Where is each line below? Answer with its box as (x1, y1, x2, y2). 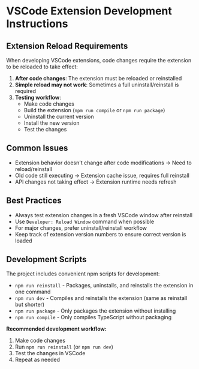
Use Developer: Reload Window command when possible (14, 218, 155, 225)
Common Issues (6, 143, 68, 154)
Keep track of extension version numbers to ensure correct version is (14, 230, 186, 238)
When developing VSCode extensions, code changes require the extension (6, 57, 192, 64)
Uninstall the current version (23, 113, 94, 120)
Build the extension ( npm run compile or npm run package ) (23, 107, 165, 113)
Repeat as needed (14, 356, 61, 364)
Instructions (6, 17, 68, 31)
